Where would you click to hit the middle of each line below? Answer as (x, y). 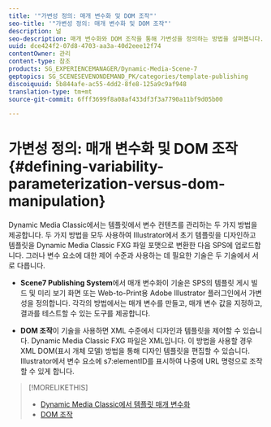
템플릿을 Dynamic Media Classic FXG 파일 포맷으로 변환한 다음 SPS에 (121, 246)
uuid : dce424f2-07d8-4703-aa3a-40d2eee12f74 (85, 46)
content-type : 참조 (40, 62)
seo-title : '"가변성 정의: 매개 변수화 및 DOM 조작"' (90, 24)
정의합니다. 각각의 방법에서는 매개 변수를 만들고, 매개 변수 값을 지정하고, (149, 303)
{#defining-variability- (86, 167)
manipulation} (57, 201)
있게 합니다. (56, 372)
